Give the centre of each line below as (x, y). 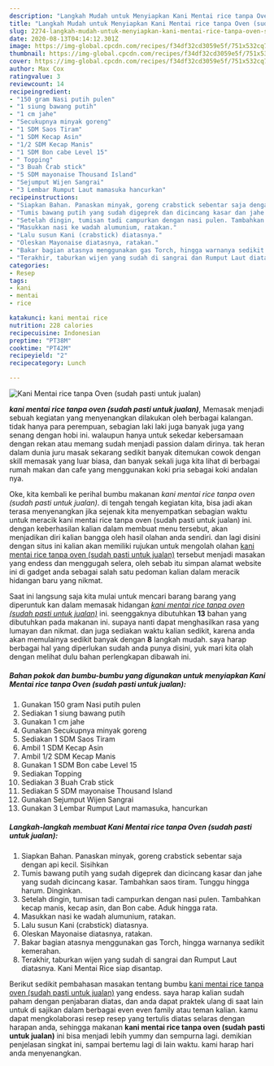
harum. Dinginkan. (52, 890)
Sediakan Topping (51, 773)
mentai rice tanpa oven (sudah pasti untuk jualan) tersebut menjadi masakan (137, 555)
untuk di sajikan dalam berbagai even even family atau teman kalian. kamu (134, 1010)
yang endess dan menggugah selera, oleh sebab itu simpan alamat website (135, 563)
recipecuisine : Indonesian (55, 333)
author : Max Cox (37, 69)
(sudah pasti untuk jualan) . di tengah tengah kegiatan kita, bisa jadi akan (131, 503)
